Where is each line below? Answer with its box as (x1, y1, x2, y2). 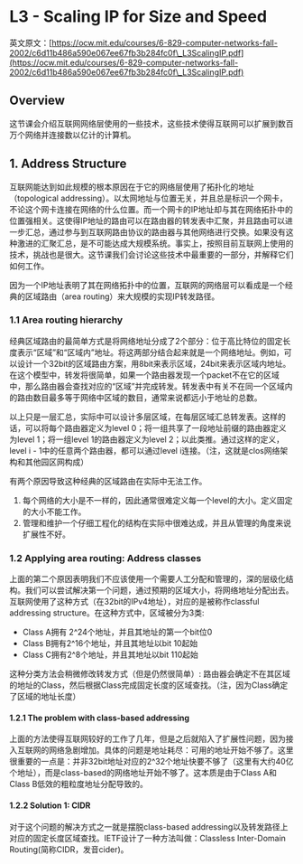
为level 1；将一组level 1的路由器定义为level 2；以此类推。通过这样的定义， (9, 434, 285, 445)
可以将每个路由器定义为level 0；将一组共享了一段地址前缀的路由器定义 (24, 422, 287, 433)
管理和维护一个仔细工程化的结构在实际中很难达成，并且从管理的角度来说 (22, 517, 291, 528)
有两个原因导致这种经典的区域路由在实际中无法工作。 (9, 475, 207, 486)
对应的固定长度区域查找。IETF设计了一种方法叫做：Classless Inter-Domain (9, 832, 287, 843)
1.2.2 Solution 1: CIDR (9, 800, 91, 811)
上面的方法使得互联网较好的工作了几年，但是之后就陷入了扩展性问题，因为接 (9, 734, 294, 745)
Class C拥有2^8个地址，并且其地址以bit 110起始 (22, 649, 198, 661)
